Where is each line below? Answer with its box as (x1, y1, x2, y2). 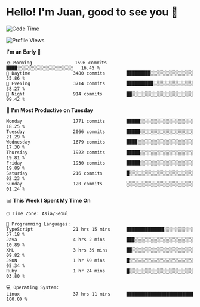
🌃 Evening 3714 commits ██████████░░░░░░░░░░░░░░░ (6, 80, 194, 86)
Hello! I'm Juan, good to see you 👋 (6, 5, 178, 19)
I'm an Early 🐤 (6, 48, 41, 55)
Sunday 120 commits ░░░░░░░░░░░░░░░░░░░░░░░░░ (6, 181, 194, 187)
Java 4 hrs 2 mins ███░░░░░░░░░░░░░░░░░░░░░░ (6, 237, 194, 243)
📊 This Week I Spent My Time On (6, 197, 91, 204)
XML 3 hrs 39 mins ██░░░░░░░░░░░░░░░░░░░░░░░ (6, 247, 194, 253)
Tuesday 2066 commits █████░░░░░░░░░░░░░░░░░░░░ (6, 128, 194, 135)
